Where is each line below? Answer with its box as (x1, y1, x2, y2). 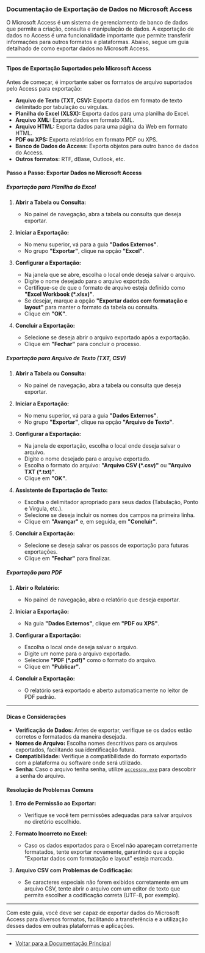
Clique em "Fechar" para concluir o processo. (24, 341, 142, 348)
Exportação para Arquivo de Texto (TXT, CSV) (6, 354, 126, 361)
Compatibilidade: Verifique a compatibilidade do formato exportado (15, 753, 187, 760)
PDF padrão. (24, 693, 56, 700)
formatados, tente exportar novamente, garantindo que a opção (24, 848, 185, 856)
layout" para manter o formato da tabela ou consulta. (24, 304, 159, 311)
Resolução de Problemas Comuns (6, 786, 94, 793)
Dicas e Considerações (6, 713, 67, 720)
